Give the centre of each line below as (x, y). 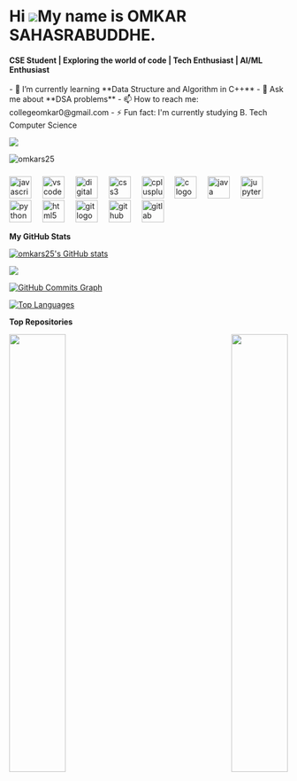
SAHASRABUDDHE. (83, 35)
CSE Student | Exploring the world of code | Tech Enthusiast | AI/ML (136, 60)
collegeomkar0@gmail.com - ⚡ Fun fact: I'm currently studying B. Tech (138, 113)
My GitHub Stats (40, 237)
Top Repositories (41, 322)
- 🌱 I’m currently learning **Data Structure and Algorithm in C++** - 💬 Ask (147, 90)
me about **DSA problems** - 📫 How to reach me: (104, 99)
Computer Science (43, 125)
